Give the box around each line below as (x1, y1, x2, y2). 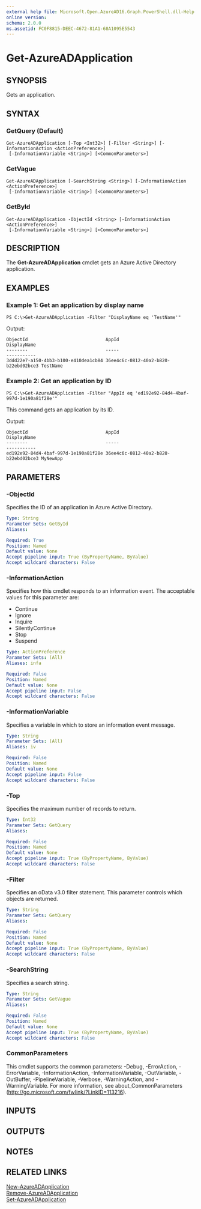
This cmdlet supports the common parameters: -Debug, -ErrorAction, (6, 1062, 178, 1070)
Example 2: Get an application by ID (6, 377, 112, 385)
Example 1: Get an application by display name (6, 301, 144, 309)
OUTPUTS (6, 1126, 45, 1136)
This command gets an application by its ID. (6, 406, 115, 413)
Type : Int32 (6, 816, 36, 823)
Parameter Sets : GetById (6, 521, 68, 527)
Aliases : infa (6, 660, 42, 667)
